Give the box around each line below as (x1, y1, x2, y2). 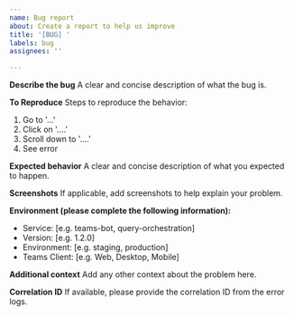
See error (22, 144, 59, 154)
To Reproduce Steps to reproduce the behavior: (9, 97, 188, 108)
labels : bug (9, 38, 54, 48)
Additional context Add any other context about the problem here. (9, 269, 257, 280)
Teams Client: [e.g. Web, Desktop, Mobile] (22, 252, 180, 263)
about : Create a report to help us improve (9, 22, 176, 31)
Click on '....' (22, 124, 69, 135)
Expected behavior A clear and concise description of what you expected (9, 161, 285, 172)
